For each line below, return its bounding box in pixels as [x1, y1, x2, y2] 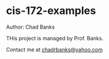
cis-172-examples [6, 4, 96, 18]
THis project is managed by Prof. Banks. [6, 34, 104, 41]
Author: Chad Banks [6, 23, 55, 30]
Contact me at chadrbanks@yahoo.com [6, 46, 103, 53]
